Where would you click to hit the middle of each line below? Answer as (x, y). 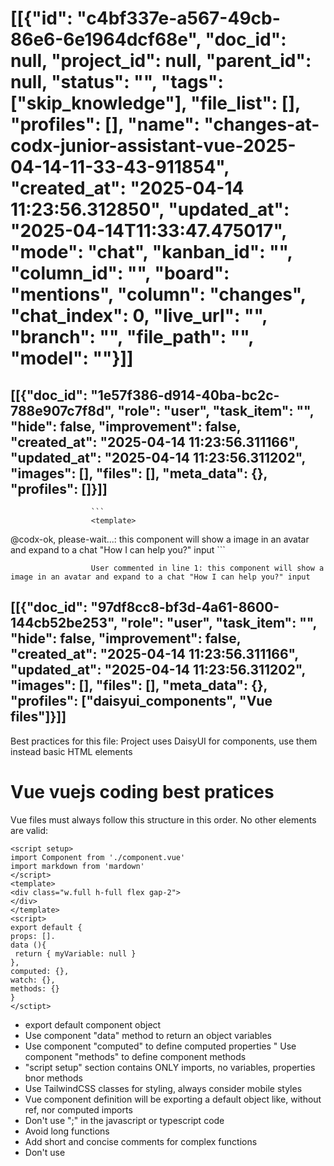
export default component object (93, 1024)
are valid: (29, 830)
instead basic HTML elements (71, 751)
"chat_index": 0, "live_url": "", (139, 316)
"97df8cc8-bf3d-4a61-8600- (185, 607)
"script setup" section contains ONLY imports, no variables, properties (170, 1067)
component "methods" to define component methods (135, 1056)
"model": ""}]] (72, 358)
